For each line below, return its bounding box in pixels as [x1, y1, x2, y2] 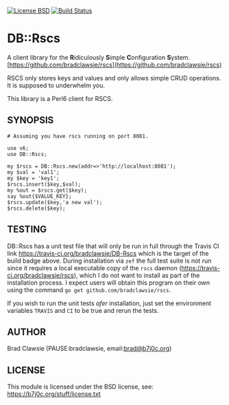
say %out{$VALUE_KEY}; [7, 193, 72, 199]
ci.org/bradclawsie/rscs [7, 271, 74, 279]
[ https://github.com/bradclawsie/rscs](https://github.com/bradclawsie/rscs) [7, 61, 222, 69]
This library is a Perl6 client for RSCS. [7, 94, 113, 102]
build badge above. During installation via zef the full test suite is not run [7, 256, 212, 265]
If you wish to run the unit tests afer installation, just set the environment [7, 299, 211, 307]
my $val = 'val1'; [7, 168, 60, 175]
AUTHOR [7, 326, 47, 338]
